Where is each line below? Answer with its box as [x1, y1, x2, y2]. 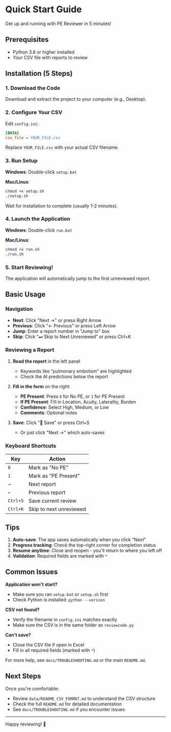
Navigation [5, 305, 33, 313]
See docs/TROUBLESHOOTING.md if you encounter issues [12, 706, 125, 712]
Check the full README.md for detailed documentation [12, 701, 122, 707]
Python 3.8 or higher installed [12, 49, 75, 55]
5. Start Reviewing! [5, 263, 53, 271]
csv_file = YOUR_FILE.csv [5, 135, 60, 140]
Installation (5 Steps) [5, 69, 73, 78]
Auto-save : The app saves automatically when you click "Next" [12, 536, 147, 543]
